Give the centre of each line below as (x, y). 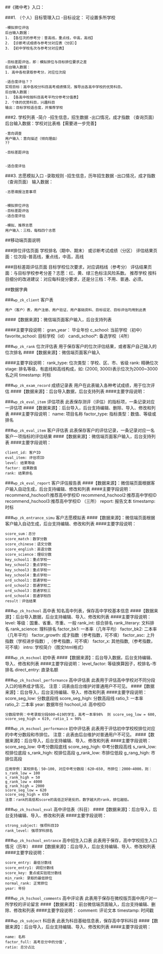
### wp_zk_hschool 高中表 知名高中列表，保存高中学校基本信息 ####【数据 (80, 611)
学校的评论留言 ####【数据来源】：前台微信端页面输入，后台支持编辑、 (80, 904)
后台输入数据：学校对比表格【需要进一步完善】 (52, 123)
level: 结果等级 (20, 463)
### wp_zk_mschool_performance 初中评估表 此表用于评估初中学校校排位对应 (80, 728)
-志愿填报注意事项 (21, 192)
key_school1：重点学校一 (28, 560)
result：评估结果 (21, 601)
